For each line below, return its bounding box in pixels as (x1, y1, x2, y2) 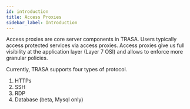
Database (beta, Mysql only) (14, 96, 84, 103)
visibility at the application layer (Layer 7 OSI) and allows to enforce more (6, 48, 184, 55)
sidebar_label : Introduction (6, 19, 78, 25)
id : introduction (6, 8, 49, 15)
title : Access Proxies (6, 14, 62, 20)
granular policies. (6, 54, 48, 62)
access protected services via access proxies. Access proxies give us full (6, 42, 185, 49)
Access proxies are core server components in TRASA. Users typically (6, 36, 177, 43)
